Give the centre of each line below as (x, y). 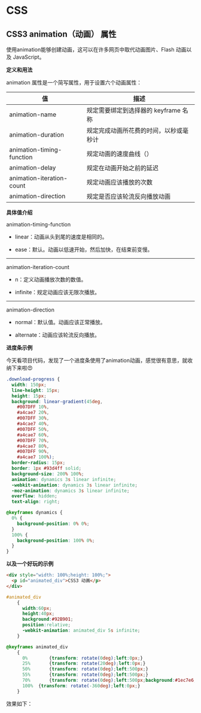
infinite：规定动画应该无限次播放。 (57, 292)
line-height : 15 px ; (36, 390)
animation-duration (37, 135)
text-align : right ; (36, 502)
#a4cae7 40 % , (33, 424)
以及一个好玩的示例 (30, 564)
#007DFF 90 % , (33, 452)
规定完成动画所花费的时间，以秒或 (134, 131)
